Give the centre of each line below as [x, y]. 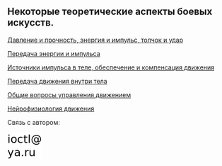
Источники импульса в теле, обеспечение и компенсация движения [111, 67]
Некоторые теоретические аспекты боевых [110, 12]
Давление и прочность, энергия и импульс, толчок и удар [95, 40]
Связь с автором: [34, 122]
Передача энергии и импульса [54, 53]
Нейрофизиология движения [51, 109]
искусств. [31, 23]
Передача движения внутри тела [57, 81]
